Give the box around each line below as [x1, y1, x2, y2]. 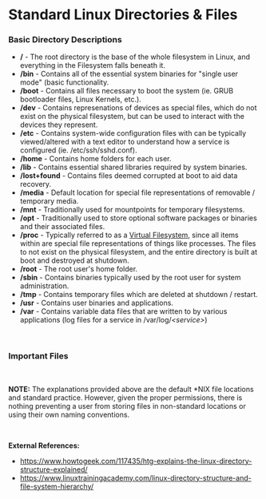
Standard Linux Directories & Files [8, 6, 238, 24]
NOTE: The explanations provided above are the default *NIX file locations [8, 384, 254, 394]
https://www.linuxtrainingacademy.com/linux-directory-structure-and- [19, 473, 252, 482]
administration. [19, 281, 69, 291]
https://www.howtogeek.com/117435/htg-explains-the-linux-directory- [19, 456, 252, 465]
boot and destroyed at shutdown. [19, 255, 129, 265]
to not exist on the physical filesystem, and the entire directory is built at [19, 248, 258, 257]
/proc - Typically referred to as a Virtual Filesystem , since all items [19, 230, 239, 240]
